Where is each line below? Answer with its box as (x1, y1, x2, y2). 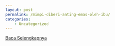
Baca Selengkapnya (5, 35, 47, 41)
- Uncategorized (14, 21, 49, 26)
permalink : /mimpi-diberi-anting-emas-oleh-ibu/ (5, 12, 110, 17)
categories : (5, 16, 31, 21)
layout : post (5, 7, 33, 12)
